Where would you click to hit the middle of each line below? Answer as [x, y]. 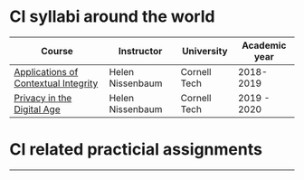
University [205, 51]
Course [57, 51]
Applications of [46, 71]
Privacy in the [43, 98]
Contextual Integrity [56, 83]
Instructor [140, 51]
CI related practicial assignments [136, 150]
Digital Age [37, 109]
